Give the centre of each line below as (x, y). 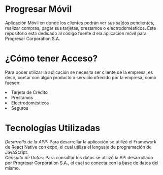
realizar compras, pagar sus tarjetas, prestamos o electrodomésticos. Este (81, 28)
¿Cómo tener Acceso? (51, 59)
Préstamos (22, 97)
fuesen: (13, 83)
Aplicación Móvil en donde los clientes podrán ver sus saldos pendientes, (80, 23)
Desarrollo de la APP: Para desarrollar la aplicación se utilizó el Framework (81, 141)
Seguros (20, 108)
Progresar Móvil (38, 9)
